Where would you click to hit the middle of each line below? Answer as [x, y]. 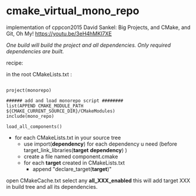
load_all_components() [34, 126]
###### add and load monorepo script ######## [65, 101]
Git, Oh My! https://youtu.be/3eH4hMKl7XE [59, 33]
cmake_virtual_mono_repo [73, 11]
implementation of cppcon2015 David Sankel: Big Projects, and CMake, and [99, 27]
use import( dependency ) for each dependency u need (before [100, 144]
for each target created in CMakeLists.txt [74, 163]
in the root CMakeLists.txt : [39, 74]
